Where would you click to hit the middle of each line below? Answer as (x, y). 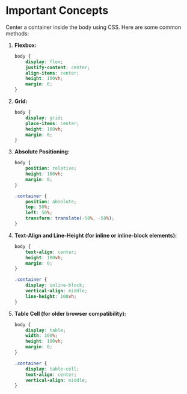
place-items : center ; (52, 123)
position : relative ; (51, 168)
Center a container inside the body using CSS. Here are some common (93, 27)
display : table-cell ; (52, 369)
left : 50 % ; (39, 213)
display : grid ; (44, 118)
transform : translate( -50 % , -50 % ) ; (70, 218)
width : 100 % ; (42, 336)
